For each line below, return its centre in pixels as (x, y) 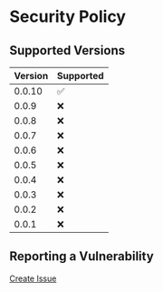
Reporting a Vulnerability (81, 257)
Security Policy (68, 17)
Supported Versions (67, 50)
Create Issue (33, 278)
